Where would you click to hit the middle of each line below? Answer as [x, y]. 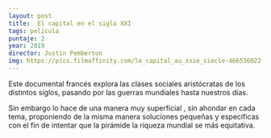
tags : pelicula [34, 31]
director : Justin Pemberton [56, 53]
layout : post [30, 16]
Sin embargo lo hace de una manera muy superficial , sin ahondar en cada [132, 108]
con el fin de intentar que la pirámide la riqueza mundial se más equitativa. [132, 125]
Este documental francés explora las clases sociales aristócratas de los [127, 84]
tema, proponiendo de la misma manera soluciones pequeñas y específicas [134, 116]
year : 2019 [27, 46]
